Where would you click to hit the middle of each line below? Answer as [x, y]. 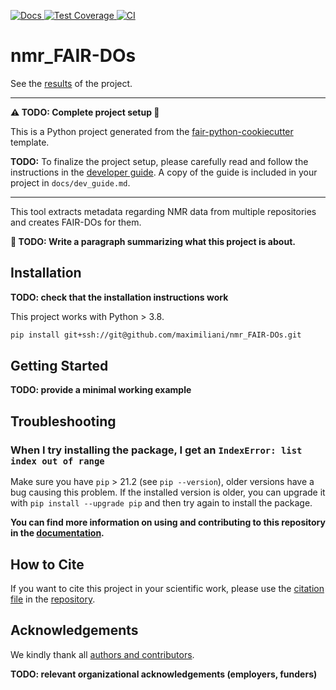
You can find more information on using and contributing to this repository [168, 522]
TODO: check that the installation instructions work [119, 297]
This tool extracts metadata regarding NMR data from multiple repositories [163, 211]
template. [30, 142]
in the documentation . [57, 533]
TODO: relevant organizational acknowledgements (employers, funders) [164, 674]
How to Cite [47, 564]
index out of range [57, 461]
